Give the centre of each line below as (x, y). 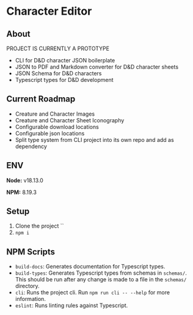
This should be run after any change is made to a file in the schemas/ (101, 280)
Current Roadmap (41, 99)
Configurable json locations (50, 133)
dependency (31, 146)
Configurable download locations (57, 127)
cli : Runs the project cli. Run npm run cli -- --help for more (92, 292)
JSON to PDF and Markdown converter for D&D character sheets (97, 67)
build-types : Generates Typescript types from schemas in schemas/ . (101, 273)
